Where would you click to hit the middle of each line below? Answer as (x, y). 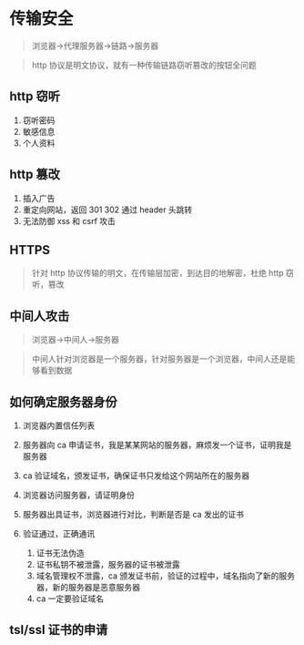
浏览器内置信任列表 (59, 425)
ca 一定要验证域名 (70, 599)
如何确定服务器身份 (63, 402)
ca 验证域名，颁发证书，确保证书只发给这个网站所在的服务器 (136, 476)
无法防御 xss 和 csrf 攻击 (69, 220)
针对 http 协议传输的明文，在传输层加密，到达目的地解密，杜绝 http (157, 273)
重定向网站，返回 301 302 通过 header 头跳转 (107, 210)
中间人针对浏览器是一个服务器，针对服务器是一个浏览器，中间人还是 (159, 359)
